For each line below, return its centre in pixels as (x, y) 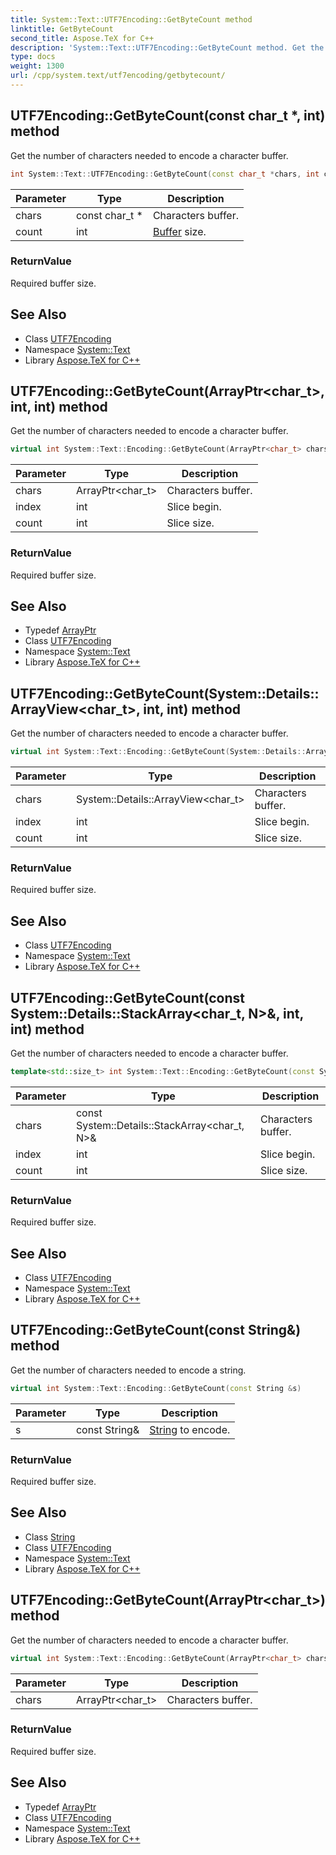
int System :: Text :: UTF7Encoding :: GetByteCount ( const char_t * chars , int (165, 174)
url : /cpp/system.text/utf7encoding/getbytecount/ (118, 76)
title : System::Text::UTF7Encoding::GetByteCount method (131, 19)
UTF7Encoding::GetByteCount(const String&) (156, 1330)
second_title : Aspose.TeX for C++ (82, 38)
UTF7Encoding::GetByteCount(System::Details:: (165, 693)
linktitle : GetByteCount (62, 29)
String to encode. (190, 1429)
